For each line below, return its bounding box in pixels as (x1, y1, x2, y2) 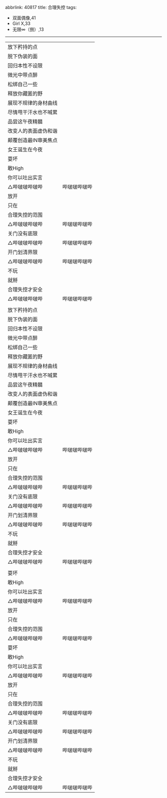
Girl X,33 (12, 20, 31, 26)
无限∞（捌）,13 (12, 26, 44, 32)
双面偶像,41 (12, 15, 36, 21)
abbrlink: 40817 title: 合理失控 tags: (5, 4, 77, 10)
